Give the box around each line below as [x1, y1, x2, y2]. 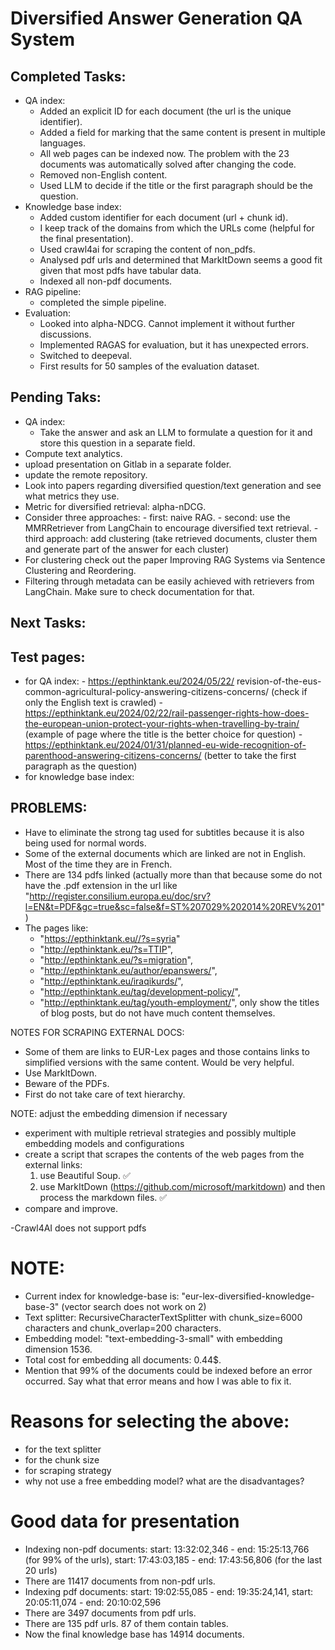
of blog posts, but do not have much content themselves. [39, 1007, 276, 1019]
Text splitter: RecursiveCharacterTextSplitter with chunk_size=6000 [24, 1311, 303, 1323]
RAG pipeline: [24, 286, 82, 297]
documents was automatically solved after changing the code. [39, 158, 297, 170]
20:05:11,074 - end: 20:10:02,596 [24, 1596, 162, 1608]
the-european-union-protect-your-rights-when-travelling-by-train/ [24, 718, 300, 730]
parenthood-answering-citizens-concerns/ [24, 750, 202, 762]
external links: [24, 1158, 83, 1171]
